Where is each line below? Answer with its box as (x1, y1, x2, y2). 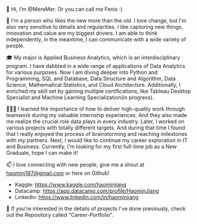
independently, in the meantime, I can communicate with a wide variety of (6, 36, 186, 43)
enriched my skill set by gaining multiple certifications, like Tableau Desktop (6, 87, 191, 95)
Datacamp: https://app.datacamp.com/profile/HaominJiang (14, 187, 160, 194)
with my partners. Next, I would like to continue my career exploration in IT (6, 137, 188, 144)
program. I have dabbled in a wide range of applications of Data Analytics (6, 63, 185, 69)
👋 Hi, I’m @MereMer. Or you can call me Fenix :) (6, 6, 123, 12)
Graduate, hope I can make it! (6, 150, 78, 156)
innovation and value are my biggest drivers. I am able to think (6, 30, 158, 37)
